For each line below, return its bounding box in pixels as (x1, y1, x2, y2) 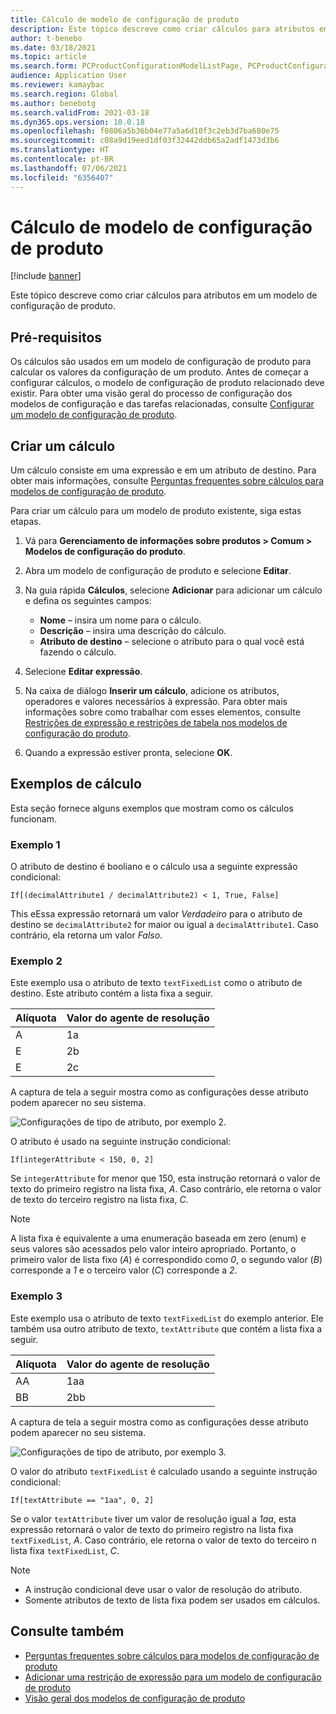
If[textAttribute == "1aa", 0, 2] (10, 1495, 155, 1505)
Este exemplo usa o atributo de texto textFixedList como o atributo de (10, 977, 303, 989)
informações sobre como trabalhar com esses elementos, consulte (24, 706, 301, 718)
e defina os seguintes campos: (24, 595, 152, 607)
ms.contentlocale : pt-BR (10, 154, 114, 164)
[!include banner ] (10, 270, 82, 282)
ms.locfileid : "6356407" (10, 172, 114, 183)
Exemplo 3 (10, 1289, 63, 1303)
